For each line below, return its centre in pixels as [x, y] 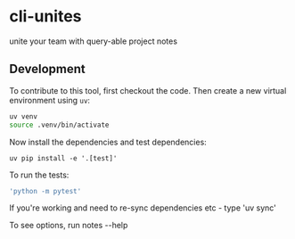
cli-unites [45, 16]
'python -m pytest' [45, 191]
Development [48, 69]
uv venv [24, 116]
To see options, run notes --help [69, 226]
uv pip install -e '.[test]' [63, 158]
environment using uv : [50, 100]
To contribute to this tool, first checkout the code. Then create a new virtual [148, 90]
